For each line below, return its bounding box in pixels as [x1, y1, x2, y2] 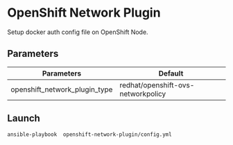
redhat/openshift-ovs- [119, 80, 195, 89]
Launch [7, 112, 40, 124]
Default [158, 68, 184, 78]
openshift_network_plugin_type [10, 85, 113, 94]
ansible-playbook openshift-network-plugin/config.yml [7, 130, 172, 138]
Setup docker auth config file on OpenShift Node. [7, 28, 148, 36]
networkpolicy [119, 89, 166, 99]
